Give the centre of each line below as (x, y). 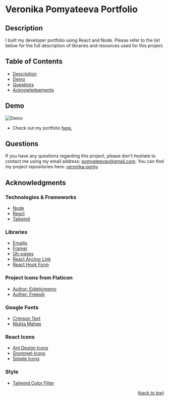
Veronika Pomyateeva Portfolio (71, 9)
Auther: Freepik (29, 294)
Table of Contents (34, 62)
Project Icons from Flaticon (39, 278)
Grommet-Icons (29, 353)
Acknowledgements (33, 90)
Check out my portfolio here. (42, 128)
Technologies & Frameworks (41, 197)
